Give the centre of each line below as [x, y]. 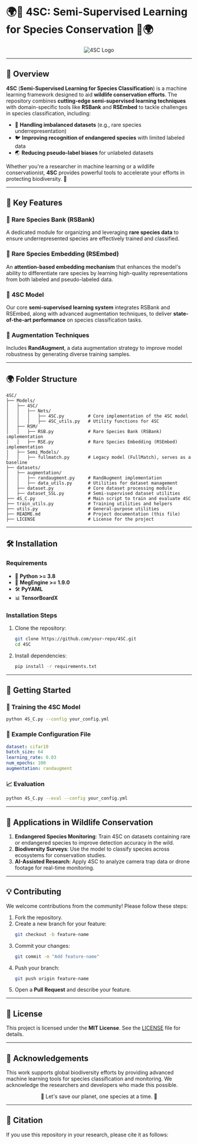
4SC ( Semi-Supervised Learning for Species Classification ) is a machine [97, 88]
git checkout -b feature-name [52, 934]
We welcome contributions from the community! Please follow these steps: [97, 906]
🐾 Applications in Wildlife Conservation [80, 822]
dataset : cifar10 [27, 746]
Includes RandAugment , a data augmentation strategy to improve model [94, 348]
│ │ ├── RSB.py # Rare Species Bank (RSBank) [84, 432]
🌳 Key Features [34, 203]
